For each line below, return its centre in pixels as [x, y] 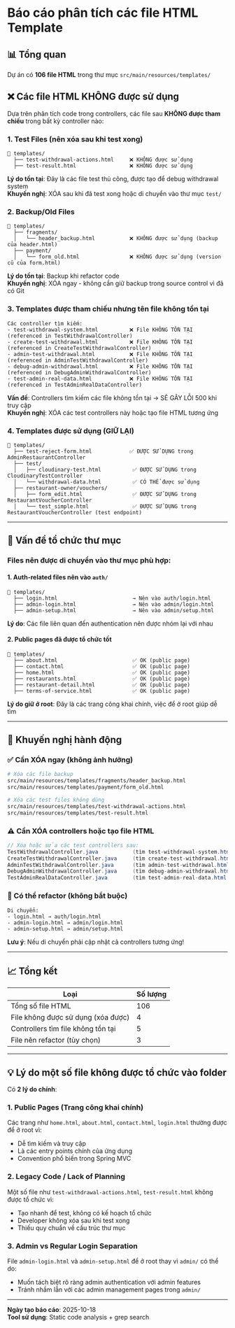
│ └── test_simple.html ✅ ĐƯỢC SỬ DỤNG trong [105, 507]
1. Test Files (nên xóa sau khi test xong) [75, 139]
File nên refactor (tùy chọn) [56, 1040]
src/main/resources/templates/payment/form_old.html [86, 787]
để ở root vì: [24, 1130]
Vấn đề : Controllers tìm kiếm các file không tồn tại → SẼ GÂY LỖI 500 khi [112, 397]
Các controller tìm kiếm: [45, 323]
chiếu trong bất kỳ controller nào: [56, 121]
